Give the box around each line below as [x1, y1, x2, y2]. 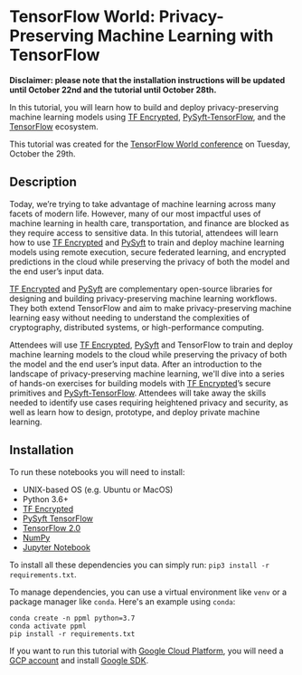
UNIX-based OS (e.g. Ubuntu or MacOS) [22, 484, 174, 495]
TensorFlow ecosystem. [9, 120, 99, 132]
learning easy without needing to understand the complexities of [9, 312, 250, 323]
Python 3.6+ [22, 493, 70, 504]
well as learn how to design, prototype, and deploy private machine [9, 406, 260, 417]
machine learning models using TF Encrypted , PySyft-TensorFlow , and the [9, 111, 287, 122]
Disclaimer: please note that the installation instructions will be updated [9, 74, 286, 85]
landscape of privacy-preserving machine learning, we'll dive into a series [9, 368, 285, 379]
